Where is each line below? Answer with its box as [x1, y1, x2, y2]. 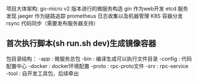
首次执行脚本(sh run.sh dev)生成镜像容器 [6, 39, 157, 49]
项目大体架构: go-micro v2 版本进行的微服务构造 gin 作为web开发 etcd [6, 5, 177, 12]
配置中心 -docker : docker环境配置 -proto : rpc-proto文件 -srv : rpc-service [6, 62, 189, 69]
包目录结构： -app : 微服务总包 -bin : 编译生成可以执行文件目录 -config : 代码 [6, 55, 192, 62]
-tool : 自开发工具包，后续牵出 [6, 70, 79, 77]
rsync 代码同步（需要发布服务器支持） [6, 20, 99, 26]
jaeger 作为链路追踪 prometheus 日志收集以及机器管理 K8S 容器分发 [17, 12, 183, 19]
